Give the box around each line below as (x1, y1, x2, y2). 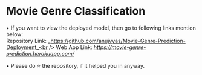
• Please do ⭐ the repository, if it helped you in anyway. (6, 62, 145, 69)
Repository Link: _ (6, 37, 51, 44)
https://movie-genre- (93, 44, 146, 51)
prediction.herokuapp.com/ (6, 50, 74, 57)
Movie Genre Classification (6, 4, 146, 18)
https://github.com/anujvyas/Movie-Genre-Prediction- (50, 37, 186, 44)
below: (6, 30, 23, 37)
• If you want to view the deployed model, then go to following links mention (6, 24, 197, 31)
